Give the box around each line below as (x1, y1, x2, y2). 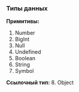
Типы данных (6, 4, 48, 13)
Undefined (14, 48, 41, 56)
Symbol (14, 68, 34, 75)
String (14, 61, 31, 68)
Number (14, 29, 35, 36)
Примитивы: (6, 18, 40, 25)
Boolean (14, 55, 36, 62)
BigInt (14, 36, 30, 43)
